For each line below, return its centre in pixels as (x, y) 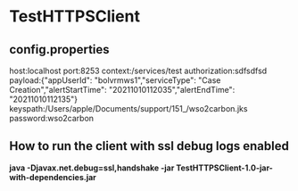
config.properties (59, 50)
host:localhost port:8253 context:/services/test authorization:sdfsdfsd (138, 71)
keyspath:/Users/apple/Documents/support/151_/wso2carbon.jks (128, 108)
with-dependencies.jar (53, 177)
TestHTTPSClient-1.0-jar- (224, 168)
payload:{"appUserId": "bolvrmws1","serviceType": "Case (115, 80)
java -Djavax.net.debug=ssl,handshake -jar (92, 168)
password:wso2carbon (52, 118)
